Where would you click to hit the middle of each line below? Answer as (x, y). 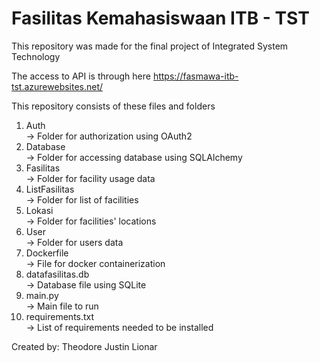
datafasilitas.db (57, 274)
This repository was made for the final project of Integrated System (150, 46)
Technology (36, 56)
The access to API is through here (81, 76)
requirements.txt (60, 316)
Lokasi (39, 210)
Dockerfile (47, 253)
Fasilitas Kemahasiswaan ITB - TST (160, 18)
